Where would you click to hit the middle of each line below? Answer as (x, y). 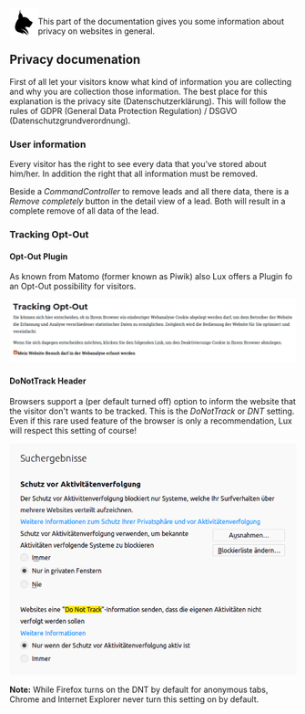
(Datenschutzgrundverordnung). (70, 121)
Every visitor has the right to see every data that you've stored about (138, 164)
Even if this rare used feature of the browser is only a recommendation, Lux (151, 420)
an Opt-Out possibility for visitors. (73, 287)
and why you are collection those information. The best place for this (138, 91)
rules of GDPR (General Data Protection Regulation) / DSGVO (123, 110)
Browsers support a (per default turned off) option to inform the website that (152, 401)
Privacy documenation (75, 60)
